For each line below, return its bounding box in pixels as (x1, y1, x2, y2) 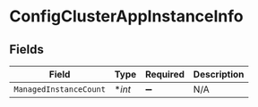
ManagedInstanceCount (13, 85, 106, 95)
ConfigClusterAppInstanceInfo (9, 6, 244, 27)
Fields (9, 42, 45, 57)
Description (193, 69, 245, 80)
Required (144, 69, 185, 80)
